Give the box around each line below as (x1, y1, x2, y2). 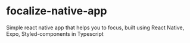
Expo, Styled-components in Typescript (6, 30, 104, 37)
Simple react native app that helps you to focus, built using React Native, (6, 24, 185, 31)
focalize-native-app (6, 4, 107, 18)
